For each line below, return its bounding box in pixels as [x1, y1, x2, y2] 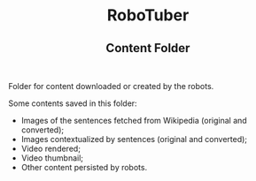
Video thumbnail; [20, 153, 84, 163]
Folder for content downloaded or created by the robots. [8, 81, 214, 91]
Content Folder [105, 41, 190, 56]
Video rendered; [20, 143, 81, 154]
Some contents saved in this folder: [8, 98, 138, 109]
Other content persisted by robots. [20, 162, 148, 172]
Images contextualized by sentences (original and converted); [20, 134, 248, 144]
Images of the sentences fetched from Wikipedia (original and [20, 116, 247, 125]
